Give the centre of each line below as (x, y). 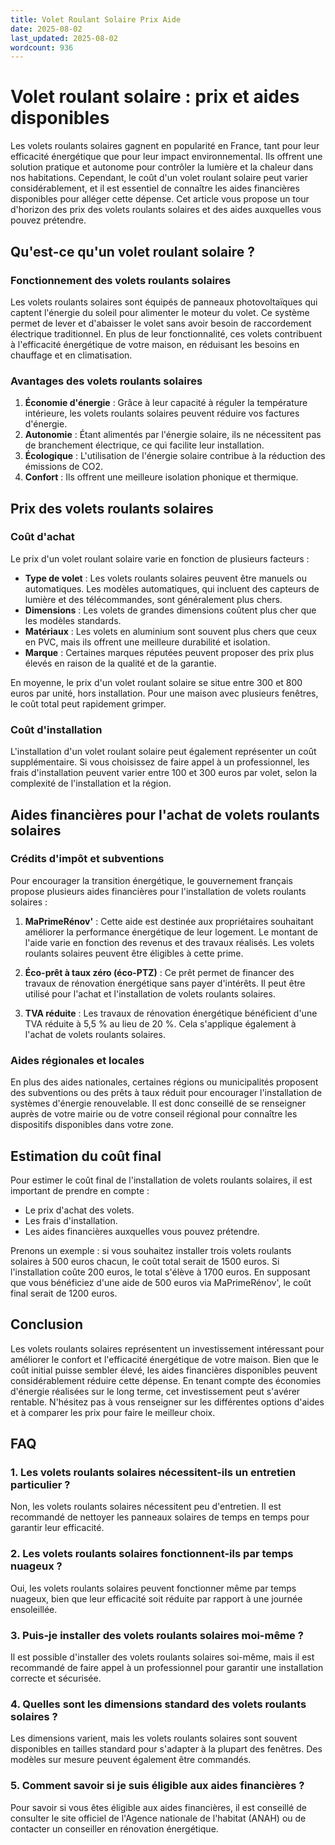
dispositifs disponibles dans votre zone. (92, 1125)
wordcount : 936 (42, 47)
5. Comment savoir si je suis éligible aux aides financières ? (157, 1786)
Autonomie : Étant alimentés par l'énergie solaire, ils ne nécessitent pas (173, 435)
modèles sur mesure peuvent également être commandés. (131, 1760)
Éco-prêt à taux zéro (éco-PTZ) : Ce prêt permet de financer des (159, 972)
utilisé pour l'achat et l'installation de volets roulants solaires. (150, 993)
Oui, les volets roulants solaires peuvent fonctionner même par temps (153, 1588)
